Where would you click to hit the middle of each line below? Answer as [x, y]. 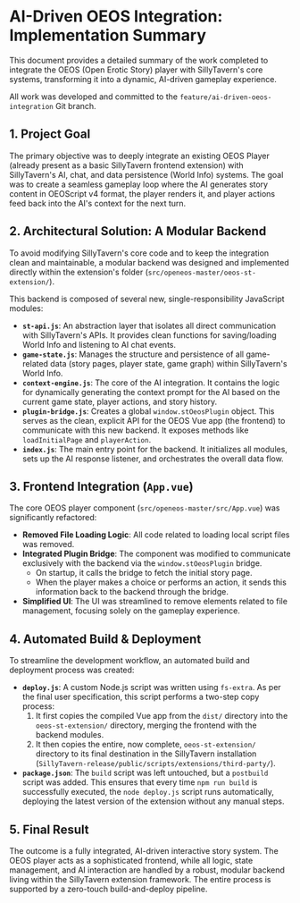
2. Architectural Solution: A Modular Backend [138, 231]
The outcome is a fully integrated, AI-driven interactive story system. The [144, 851]
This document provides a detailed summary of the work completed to [139, 60]
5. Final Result [49, 829]
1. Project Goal [50, 135]
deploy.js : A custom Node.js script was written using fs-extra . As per [151, 688]
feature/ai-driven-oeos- [226, 97]
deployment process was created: [72, 670]
